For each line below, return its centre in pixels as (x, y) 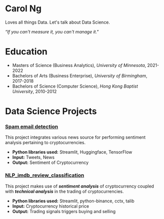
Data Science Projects (51, 111)
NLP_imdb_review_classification (45, 175)
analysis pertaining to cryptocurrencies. (45, 143)
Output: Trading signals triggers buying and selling (64, 211)
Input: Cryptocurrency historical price (51, 206)
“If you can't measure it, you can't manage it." (52, 31)
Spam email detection (32, 126)
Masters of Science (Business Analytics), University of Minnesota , (79, 65)
